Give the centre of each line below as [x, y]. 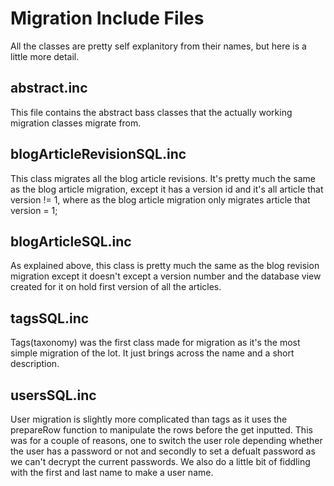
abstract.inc [49, 88]
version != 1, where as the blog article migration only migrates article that [160, 199]
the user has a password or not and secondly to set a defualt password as [163, 451]
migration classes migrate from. [76, 123]
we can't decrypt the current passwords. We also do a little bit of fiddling [160, 461]
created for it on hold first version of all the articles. [116, 287]
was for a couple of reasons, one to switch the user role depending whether [166, 440]
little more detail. [45, 56]
